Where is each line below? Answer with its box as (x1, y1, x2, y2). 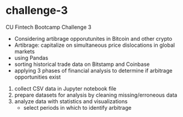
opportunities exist (14, 73, 61, 80)
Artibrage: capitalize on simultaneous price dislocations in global (14, 41, 175, 49)
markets (14, 47, 35, 55)
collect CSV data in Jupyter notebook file (14, 85, 117, 92)
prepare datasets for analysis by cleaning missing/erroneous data (14, 91, 178, 98)
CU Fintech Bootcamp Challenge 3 (5, 23, 91, 31)
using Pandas (14, 54, 49, 61)
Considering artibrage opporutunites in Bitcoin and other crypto (14, 35, 173, 42)
